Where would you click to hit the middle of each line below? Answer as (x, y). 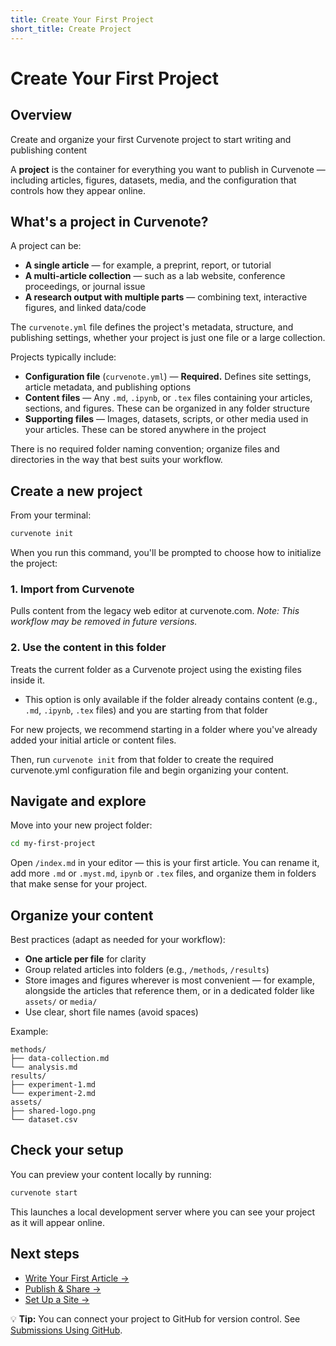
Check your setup (67, 1150)
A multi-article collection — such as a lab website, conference (155, 276)
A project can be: (46, 246)
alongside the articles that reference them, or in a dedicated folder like (169, 991)
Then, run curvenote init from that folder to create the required (142, 759)
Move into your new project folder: (81, 825)
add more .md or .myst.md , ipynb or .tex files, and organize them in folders (163, 873)
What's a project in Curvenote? (109, 221)
